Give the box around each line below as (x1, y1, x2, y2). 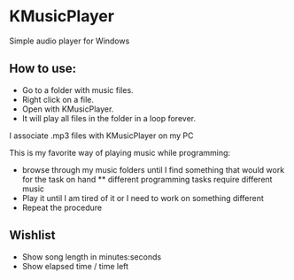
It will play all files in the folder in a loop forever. (21, 113, 197, 123)
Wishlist (9, 228, 56, 243)
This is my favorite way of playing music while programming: (9, 147, 231, 158)
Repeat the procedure (21, 202, 103, 213)
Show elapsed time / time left (21, 261, 129, 271)
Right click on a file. (21, 94, 95, 105)
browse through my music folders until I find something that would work (21, 164, 285, 175)
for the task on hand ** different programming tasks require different (21, 174, 273, 184)
